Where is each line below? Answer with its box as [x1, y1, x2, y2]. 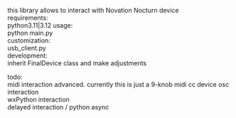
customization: [7, 36, 51, 45]
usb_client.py [7, 44, 46, 52]
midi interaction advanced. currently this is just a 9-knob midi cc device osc [7, 80, 230, 88]
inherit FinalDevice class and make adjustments [7, 59, 147, 67]
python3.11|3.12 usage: [7, 21, 73, 29]
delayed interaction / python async [7, 103, 109, 111]
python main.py [7, 28, 53, 37]
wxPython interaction [7, 95, 70, 104]
